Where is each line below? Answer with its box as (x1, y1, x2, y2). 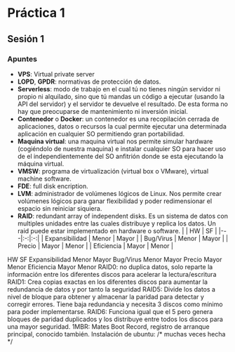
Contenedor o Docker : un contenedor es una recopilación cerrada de (17, 115, 220, 123)
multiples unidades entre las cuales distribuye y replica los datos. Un (17, 219, 216, 228)
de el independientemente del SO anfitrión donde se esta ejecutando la (17, 152, 224, 160)
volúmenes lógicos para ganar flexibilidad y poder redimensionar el (17, 197, 213, 205)
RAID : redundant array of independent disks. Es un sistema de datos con (17, 211, 228, 220)
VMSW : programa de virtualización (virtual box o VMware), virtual (17, 167, 209, 175)
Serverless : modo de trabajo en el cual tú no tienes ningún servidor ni (17, 84, 221, 93)
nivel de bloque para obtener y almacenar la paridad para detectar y (7, 292, 205, 301)
